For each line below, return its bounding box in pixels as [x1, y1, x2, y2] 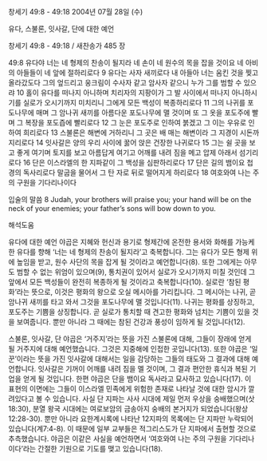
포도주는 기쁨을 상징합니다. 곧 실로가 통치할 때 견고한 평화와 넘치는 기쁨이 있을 [8, 307, 251, 316]
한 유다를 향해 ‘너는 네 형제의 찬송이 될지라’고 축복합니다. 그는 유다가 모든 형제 [8, 247, 249, 256]
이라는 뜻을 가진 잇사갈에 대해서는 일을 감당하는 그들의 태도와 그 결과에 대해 [16, 354, 250, 364]
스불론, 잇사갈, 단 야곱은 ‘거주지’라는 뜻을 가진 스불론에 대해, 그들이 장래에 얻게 [8, 334, 252, 344]
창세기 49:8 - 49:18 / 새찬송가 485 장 [8, 41, 126, 50]
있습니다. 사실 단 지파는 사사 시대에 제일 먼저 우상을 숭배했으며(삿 [53, 394, 255, 403]
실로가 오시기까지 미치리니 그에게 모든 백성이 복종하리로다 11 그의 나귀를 [22, 98, 245, 107]
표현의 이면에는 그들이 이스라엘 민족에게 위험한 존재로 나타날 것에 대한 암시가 [8, 384, 247, 393]
